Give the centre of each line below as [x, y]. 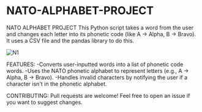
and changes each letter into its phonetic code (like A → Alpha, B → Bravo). [101, 34]
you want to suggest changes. [44, 102]
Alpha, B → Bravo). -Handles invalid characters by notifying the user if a [97, 77]
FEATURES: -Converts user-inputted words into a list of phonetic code [95, 64]
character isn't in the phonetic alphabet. [57, 84]
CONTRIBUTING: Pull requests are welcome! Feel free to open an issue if [98, 95]
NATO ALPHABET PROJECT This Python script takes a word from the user [100, 28]
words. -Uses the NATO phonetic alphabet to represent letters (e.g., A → [98, 70]
